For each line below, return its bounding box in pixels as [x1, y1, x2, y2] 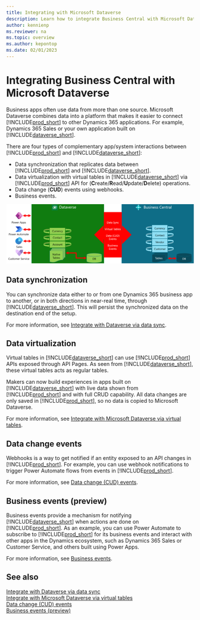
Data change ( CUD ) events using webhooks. [14, 186, 124, 193]
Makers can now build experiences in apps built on [6, 378, 131, 386]
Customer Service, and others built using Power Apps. [6, 543, 140, 550]
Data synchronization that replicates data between [14, 161, 139, 168]
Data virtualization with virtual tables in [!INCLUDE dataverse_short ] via [14, 173, 188, 180]
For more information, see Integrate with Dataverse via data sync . [6, 321, 167, 328]
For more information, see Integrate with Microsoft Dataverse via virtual [6, 415, 182, 422]
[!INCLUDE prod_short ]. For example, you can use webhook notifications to [6, 461, 189, 468]
